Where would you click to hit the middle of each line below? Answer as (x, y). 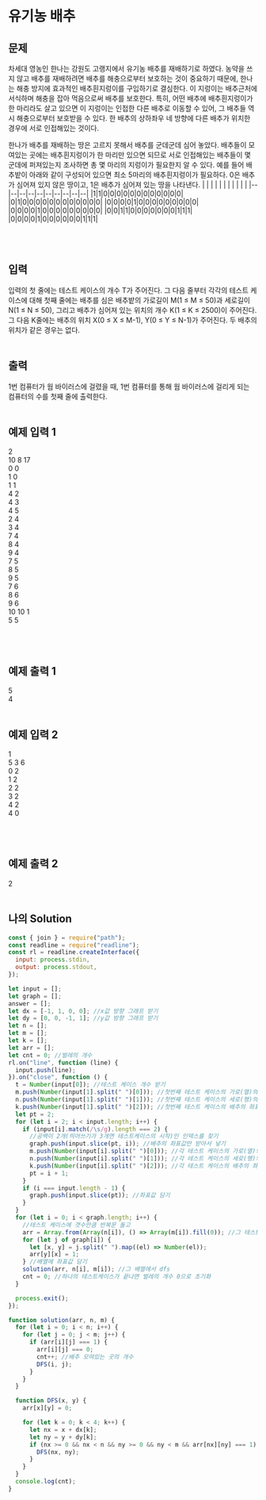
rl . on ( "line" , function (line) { (63, 1063)
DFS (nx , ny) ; (58, 1452)
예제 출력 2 (33, 864)
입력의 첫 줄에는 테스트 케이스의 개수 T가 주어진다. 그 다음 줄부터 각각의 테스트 (129, 290)
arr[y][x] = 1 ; (54, 1255)
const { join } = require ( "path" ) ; (67, 937)
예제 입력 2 (33, 735)
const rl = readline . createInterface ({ (74, 952)
